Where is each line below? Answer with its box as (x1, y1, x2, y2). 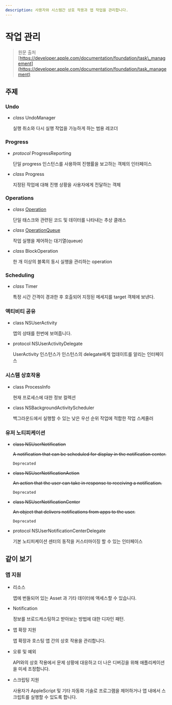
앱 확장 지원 (12, 627, 37, 633)
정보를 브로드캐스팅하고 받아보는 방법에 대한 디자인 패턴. (12, 616, 125, 622)
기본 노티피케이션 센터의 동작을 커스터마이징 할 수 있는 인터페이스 (12, 538, 143, 545)
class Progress (12, 171, 45, 177)
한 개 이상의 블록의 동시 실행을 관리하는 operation (12, 258, 113, 265)
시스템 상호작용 (5, 372, 41, 379)
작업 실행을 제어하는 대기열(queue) (12, 237, 83, 244)
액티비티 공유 (5, 308, 36, 315)
